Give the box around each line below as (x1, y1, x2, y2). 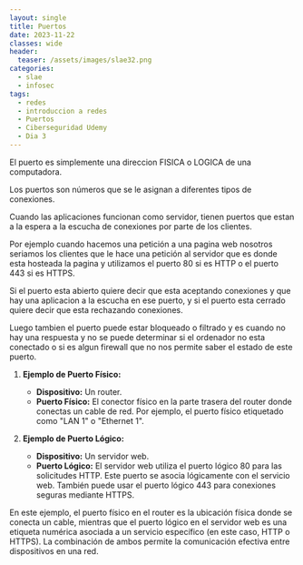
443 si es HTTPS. (9, 267, 75, 278)
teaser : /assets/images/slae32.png (17, 55, 152, 65)
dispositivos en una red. (9, 545, 99, 556)
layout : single (9, 13, 67, 23)
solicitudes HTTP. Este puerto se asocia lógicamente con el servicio (35, 469, 290, 480)
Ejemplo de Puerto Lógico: (22, 433, 124, 444)
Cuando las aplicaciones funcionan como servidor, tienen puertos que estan (9, 211, 295, 222)
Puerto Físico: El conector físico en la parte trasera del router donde (35, 396, 293, 407)
